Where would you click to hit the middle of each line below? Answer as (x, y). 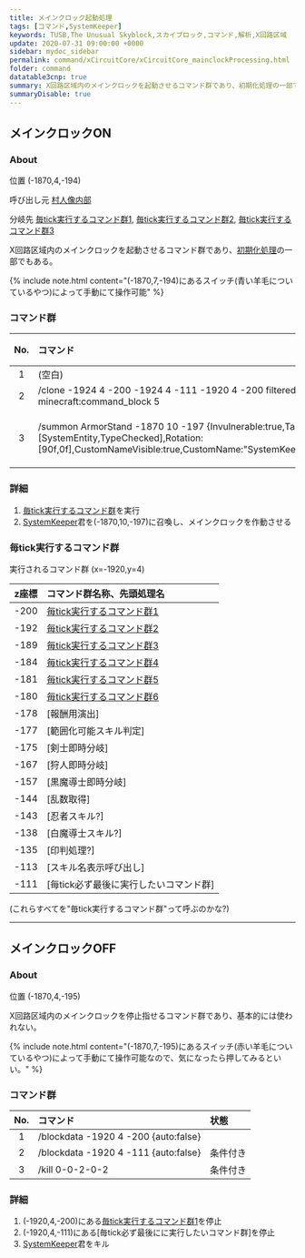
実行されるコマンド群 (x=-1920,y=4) (77, 569)
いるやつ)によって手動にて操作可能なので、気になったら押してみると (145, 1058)
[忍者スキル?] (75, 817)
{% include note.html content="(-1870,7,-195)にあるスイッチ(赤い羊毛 (139, 1046)
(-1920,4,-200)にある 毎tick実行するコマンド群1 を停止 (122, 1222)
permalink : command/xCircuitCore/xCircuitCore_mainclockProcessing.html (150, 60)
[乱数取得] (69, 799)
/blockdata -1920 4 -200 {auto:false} (119, 1137)
